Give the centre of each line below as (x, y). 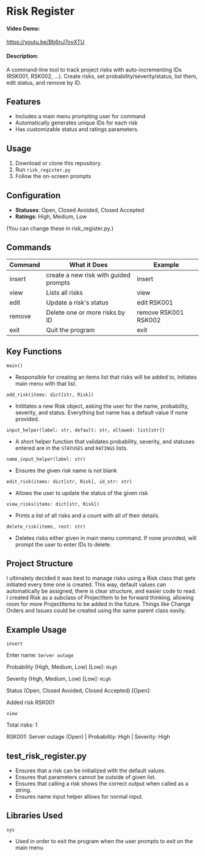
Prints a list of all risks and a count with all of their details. (88, 515)
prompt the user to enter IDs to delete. (63, 544)
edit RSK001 (155, 302)
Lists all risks (65, 292)
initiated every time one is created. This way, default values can (86, 584)
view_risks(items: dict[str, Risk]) (53, 504)
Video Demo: (23, 28)
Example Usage (37, 630)
